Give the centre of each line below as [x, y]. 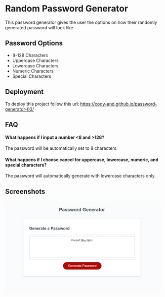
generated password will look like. [40, 27]
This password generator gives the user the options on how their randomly [81, 22]
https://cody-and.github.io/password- [118, 104]
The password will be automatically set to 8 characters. [61, 148]
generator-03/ [20, 109]
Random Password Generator [67, 9]
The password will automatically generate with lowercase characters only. [81, 176]
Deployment [24, 92]
